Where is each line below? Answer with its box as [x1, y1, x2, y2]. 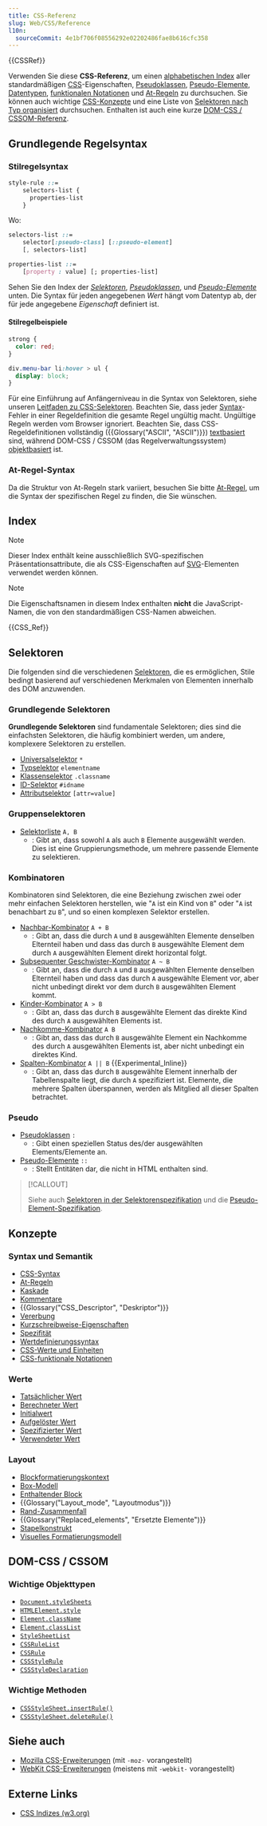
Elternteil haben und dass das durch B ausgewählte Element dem [31, 940, 245, 949]
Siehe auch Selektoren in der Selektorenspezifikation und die [27, 1195, 229, 1205]
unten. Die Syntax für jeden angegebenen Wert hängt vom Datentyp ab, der [8, 291, 257, 300]
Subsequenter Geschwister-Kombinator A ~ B [19, 957, 171, 966]
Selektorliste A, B [19, 826, 77, 836]
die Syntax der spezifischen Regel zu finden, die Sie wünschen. [8, 491, 218, 501]
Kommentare [19, 1294, 62, 1304]
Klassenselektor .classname [19, 771, 111, 781]
